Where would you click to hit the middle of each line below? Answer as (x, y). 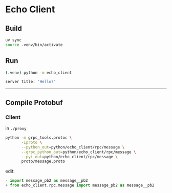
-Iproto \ (32, 142)
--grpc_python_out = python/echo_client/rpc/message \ (79, 152)
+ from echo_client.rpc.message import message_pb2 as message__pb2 (80, 185)
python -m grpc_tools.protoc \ (39, 138)
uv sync (14, 40)
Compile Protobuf (34, 103)
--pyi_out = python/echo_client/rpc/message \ (69, 157)
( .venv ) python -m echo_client (39, 73)
